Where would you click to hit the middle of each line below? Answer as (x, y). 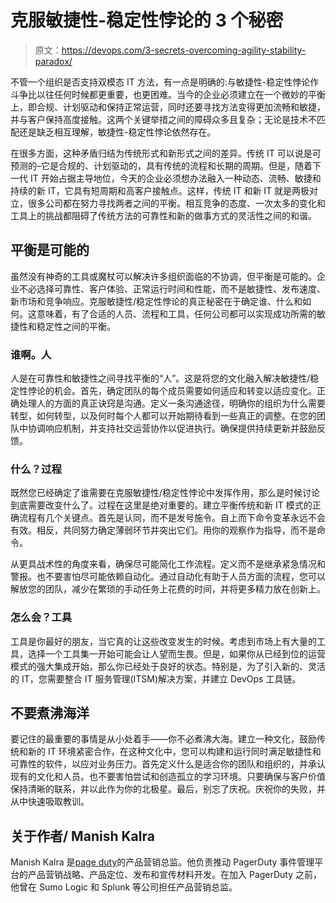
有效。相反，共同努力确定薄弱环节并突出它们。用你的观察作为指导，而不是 (163, 530)
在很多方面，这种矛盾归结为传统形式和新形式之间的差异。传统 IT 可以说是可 (166, 153)
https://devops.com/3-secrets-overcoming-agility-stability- (184, 50)
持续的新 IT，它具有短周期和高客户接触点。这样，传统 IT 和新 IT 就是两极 (160, 190)
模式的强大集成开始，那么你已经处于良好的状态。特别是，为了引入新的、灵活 (168, 666)
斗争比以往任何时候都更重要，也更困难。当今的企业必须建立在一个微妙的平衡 (168, 94)
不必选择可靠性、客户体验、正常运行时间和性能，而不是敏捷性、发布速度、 (172, 288)
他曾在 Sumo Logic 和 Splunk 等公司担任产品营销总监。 (124, 887)
